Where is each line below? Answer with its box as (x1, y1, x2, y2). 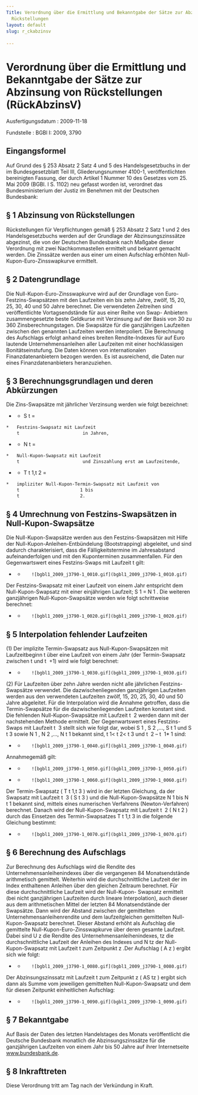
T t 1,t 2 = (23, 469, 47, 476)
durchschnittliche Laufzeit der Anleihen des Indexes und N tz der (6, 938, 164, 945)
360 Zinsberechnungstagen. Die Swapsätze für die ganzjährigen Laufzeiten (6, 322, 190, 329)
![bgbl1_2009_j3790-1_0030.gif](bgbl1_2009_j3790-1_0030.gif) (31, 670, 187, 676)
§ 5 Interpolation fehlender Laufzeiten (6, 629, 148, 640)
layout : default (6, 22, 46, 28)
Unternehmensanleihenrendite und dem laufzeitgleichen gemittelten (6, 913, 171, 920)
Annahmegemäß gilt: (6, 753, 57, 760)
